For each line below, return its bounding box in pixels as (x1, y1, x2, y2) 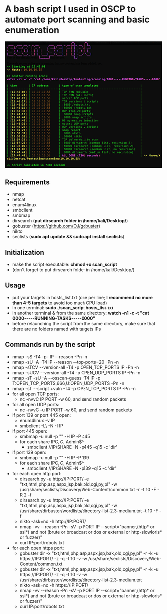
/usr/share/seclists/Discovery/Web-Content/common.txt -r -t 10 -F (19, 486, 156, 492)
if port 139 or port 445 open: (12, 412, 71, 418)
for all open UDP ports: (12, 401, 60, 407)
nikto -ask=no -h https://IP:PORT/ (19, 582, 88, 588)
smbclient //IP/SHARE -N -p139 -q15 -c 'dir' (27, 465, 116, 471)
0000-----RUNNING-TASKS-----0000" (12, 315, 96, 321)
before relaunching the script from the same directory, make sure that (12, 320, 156, 326)
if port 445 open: (12, 428, 48, 434)
